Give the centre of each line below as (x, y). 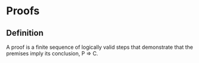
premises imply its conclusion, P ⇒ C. (52, 53)
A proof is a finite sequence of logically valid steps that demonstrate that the (99, 47)
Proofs (23, 11)
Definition (25, 33)
